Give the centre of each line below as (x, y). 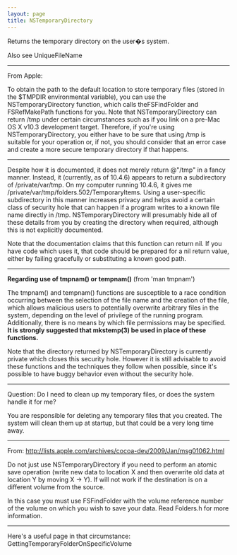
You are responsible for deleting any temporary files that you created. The (115, 415)
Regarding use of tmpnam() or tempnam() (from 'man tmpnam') (101, 279)
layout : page (26, 14)
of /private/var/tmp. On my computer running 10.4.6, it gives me (100, 185)
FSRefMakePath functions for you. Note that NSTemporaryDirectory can (112, 112)
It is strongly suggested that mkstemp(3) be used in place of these (107, 330)
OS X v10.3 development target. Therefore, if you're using (91, 127)
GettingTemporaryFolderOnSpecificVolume (70, 543)
